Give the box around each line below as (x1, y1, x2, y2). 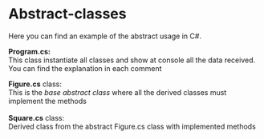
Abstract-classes (8, 5, 127, 23)
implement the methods (8, 96, 87, 105)
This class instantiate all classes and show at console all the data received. (8, 55, 256, 65)
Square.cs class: (8, 113, 65, 122)
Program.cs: (8, 46, 51, 56)
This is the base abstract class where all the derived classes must (8, 87, 227, 97)
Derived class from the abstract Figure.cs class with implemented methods (8, 121, 257, 131)
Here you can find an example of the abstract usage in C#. (8, 31, 202, 41)
